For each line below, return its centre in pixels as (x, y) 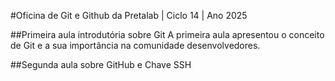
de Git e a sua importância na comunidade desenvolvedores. (135, 45)
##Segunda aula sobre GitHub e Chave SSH (101, 64)
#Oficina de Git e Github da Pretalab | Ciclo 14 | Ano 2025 (129, 15)
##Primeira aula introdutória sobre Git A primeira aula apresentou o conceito (167, 34)
